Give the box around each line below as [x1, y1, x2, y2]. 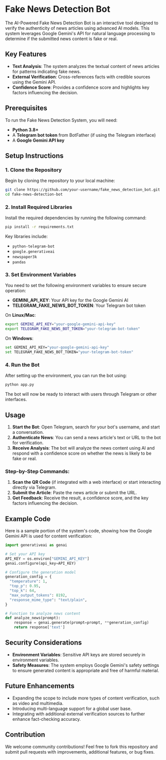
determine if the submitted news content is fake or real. [5, 36, 118, 42]
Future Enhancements [5, 682, 75, 690]
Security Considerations [5, 639, 83, 647]
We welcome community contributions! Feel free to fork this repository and [5, 744, 158, 750]
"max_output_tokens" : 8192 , [9, 592, 68, 598]
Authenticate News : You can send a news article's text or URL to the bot [12, 434, 161, 440]
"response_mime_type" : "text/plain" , [9, 597, 87, 602]
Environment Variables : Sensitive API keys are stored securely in [12, 651, 146, 657]
